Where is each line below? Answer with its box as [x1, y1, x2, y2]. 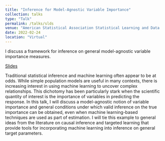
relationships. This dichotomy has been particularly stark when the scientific [5, 88, 160, 94]
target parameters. [5, 130, 43, 136]
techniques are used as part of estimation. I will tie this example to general [5, 114, 156, 120]
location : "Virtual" [5, 35, 48, 40]
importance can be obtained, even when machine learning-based [5, 109, 138, 115]
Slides [5, 63, 18, 69]
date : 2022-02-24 [5, 30, 41, 35]
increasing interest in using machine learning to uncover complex [5, 83, 138, 89]
